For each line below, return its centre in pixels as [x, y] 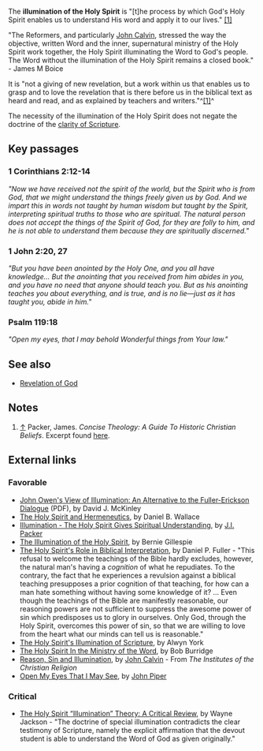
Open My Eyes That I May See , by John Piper [93, 676]
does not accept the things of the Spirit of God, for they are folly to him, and [131, 222]
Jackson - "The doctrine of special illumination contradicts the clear [130, 722]
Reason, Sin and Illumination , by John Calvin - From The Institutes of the [137, 659]
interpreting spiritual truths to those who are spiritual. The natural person [127, 214]
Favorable [28, 483]
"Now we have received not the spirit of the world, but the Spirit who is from [132, 189]
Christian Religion [48, 667]
